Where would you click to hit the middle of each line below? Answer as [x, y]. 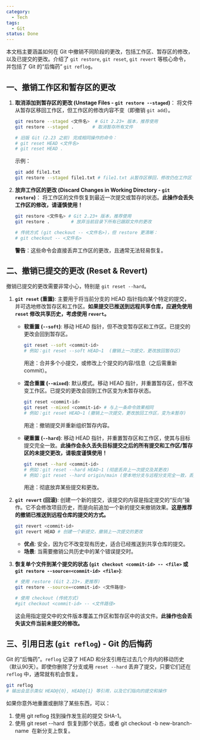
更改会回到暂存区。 [47, 334]
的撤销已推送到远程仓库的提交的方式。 [62, 515]
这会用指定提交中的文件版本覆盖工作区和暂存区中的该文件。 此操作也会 [101, 616]
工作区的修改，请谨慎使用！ [49, 205]
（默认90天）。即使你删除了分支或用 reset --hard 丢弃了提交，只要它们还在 [99, 667]
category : [18, 12]
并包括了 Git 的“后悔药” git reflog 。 [51, 67]
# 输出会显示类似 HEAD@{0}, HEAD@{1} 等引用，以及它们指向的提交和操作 [86, 691]
